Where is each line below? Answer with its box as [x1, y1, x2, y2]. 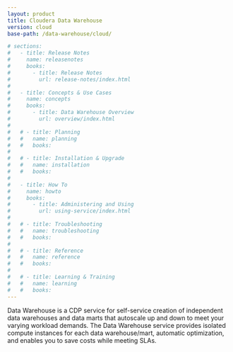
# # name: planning [7, 135, 78, 142]
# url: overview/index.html [7, 115, 115, 123]
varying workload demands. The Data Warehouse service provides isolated [7, 321, 226, 329]
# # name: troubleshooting [7, 227, 100, 234]
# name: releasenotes [7, 56, 83, 64]
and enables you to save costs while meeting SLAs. [7, 336, 157, 344]
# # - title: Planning [7, 128, 80, 135]
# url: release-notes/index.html [7, 76, 131, 83]
